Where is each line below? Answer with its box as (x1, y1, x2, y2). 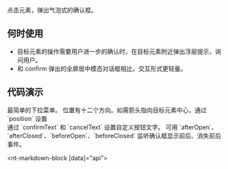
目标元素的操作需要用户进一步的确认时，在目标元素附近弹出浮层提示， (16, 47, 216, 55)
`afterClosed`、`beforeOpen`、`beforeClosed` (7, 131, 136, 140)
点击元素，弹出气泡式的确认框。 (7, 6, 97, 14)
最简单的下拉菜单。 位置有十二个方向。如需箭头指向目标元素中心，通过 (7, 105, 207, 114)
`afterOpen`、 (179, 122, 218, 131)
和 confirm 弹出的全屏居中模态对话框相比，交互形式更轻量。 (16, 64, 187, 73)
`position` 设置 (7, 114, 48, 122)
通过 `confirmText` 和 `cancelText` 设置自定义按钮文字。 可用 (7, 122, 178, 131)
